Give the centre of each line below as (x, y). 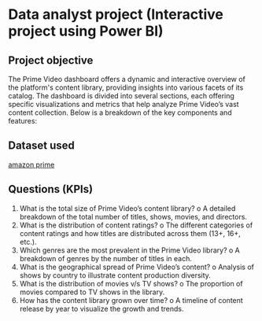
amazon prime (31, 164)
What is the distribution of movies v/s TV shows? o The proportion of (131, 283)
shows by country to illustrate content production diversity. (115, 275)
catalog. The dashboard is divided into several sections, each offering (121, 96)
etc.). (28, 242)
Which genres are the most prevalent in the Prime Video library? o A (129, 250)
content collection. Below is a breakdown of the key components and (120, 113)
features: (23, 121)
